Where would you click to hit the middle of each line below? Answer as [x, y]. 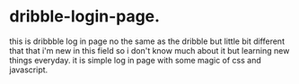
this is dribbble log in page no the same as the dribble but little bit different [147, 41]
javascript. [29, 70]
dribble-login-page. [84, 17]
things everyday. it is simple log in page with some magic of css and [136, 60]
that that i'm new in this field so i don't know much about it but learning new [149, 50]
